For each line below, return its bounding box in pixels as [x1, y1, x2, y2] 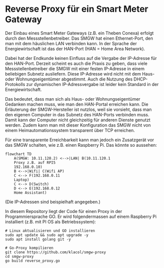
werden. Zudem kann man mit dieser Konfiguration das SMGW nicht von [5, 122, 151, 128]
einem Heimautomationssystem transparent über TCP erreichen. [5, 127, 135, 133]
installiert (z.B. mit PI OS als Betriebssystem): [5, 218, 96, 224]
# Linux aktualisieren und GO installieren [5, 228, 95, 233]
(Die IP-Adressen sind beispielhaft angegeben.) [5, 199, 101, 205]
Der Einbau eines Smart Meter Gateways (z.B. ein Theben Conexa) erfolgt [5, 30, 154, 36]
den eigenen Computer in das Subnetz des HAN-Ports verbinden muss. [5, 111, 149, 117]
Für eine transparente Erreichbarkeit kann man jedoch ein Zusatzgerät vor [5, 136, 154, 143]
